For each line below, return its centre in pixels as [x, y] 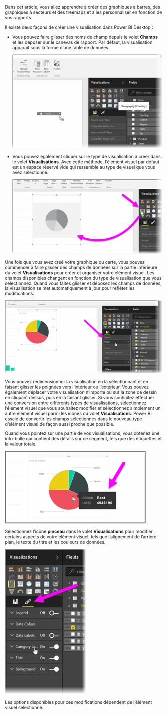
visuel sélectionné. [24, 707]
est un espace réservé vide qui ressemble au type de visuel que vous [84, 167]
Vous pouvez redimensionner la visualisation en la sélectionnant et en [77, 381]
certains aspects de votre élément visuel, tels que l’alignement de [72, 536]
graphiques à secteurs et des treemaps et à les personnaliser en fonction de [83, 12]
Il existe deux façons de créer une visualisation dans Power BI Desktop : [79, 27]
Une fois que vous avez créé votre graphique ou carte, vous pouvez [75, 262]
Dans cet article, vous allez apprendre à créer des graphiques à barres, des [83, 7]
